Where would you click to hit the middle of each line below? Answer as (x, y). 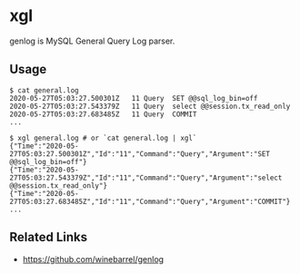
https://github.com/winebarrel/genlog (93, 259)
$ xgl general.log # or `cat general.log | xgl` (103, 138)
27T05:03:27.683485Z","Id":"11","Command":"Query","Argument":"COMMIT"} (150, 201)
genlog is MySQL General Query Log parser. (92, 41)
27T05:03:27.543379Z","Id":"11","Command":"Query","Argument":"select (146, 178)
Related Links (49, 237)
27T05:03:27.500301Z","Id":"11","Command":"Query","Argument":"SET (140, 154)
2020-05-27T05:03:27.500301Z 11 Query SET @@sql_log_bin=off (134, 98)
